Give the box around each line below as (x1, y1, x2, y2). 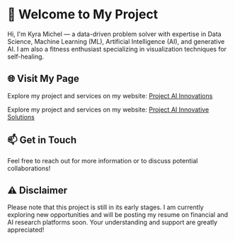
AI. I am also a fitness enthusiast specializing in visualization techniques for (7, 45, 227, 53)
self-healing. (7, 52, 45, 61)
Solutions (7, 112, 35, 121)
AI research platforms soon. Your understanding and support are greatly (7, 218, 218, 227)
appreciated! (7, 225, 45, 234)
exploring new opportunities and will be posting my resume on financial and (7, 211, 229, 219)
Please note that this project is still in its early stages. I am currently (7, 203, 204, 211)
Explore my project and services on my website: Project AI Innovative (7, 105, 210, 114)
